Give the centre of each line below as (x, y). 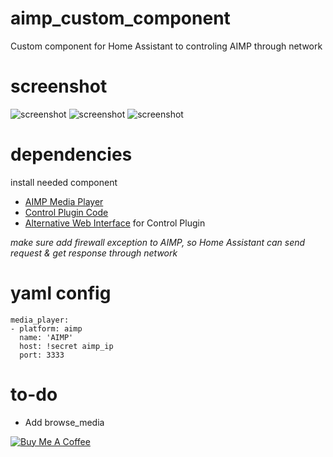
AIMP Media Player (64, 201)
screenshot (59, 86)
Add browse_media (64, 422)
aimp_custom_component (120, 18)
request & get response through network (94, 253)
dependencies (71, 154)
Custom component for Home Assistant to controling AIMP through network (166, 46)
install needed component (64, 182)
